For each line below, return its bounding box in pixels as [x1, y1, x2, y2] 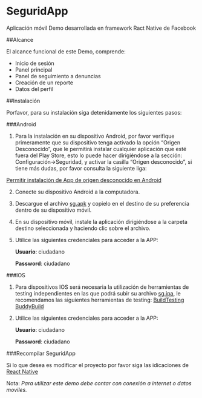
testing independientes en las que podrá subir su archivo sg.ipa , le [15, 289, 181, 297]
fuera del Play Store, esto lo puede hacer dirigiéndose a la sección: [15, 152, 183, 159]
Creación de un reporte [15, 79, 74, 86]
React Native [6, 368, 38, 375]
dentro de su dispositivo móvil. [15, 206, 92, 214]
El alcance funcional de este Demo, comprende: [6, 47, 126, 55]
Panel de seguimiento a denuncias [15, 72, 101, 79]
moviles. [6, 386, 27, 393]
